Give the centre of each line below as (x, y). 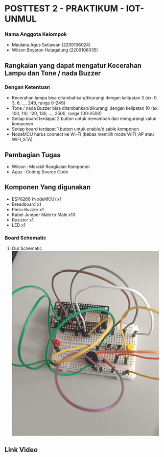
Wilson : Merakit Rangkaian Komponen (51, 167)
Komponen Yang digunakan (48, 187)
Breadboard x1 (26, 204)
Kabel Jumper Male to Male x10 (43, 215)
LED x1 (18, 225)
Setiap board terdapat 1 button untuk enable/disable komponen (75, 129)
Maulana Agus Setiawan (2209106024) (51, 45)
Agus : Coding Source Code (40, 171)
